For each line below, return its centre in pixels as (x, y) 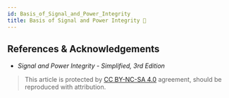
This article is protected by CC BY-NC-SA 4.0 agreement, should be (123, 80)
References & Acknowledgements (83, 49)
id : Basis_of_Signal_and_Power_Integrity (69, 14)
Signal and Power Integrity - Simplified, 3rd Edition (91, 66)
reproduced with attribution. (65, 87)
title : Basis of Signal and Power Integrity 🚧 (77, 20)
